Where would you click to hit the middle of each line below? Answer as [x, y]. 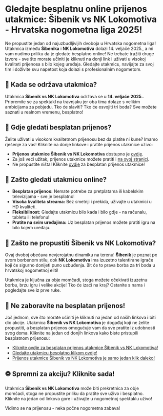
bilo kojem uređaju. [31, 228]
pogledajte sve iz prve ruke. [33, 290]
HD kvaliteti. [24, 207]
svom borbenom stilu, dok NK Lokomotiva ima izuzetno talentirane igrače [79, 260]
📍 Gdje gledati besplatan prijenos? [58, 127]
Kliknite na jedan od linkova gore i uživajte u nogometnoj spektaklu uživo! [79, 398]
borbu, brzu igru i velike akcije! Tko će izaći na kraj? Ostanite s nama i [75, 285]
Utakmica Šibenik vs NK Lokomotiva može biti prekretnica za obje [72, 388]
